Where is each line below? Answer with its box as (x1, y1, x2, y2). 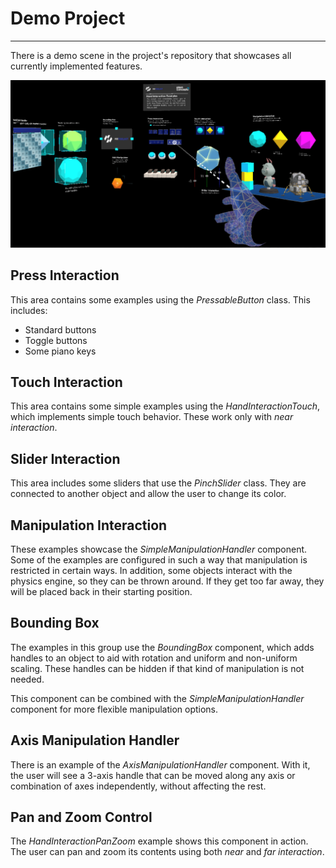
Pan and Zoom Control (10, 808, 153, 826)
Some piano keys (24, 345, 97, 357)
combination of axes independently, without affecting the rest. (10, 780, 267, 792)
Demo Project (10, 7, 126, 30)
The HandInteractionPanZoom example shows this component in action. (10, 835, 309, 847)
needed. (10, 673, 45, 685)
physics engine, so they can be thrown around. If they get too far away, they (10, 575, 325, 587)
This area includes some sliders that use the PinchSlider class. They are (10, 477, 307, 489)
